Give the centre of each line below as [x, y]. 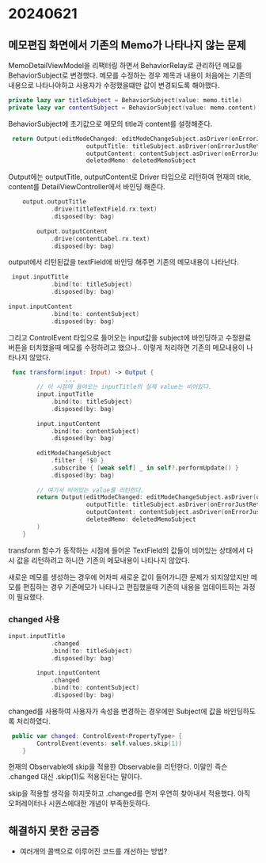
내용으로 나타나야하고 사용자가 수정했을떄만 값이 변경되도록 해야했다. [114, 85]
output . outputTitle [55, 202]
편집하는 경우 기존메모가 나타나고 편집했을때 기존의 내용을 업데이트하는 [132, 587]
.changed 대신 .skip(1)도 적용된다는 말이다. [75, 777]
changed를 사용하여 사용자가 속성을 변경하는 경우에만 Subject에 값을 [115, 711]
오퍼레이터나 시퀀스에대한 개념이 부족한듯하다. [79, 804]
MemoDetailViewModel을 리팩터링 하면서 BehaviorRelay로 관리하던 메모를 [125, 65]
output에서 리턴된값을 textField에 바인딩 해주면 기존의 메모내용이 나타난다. [123, 262]
